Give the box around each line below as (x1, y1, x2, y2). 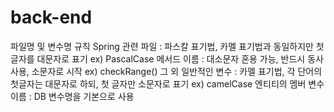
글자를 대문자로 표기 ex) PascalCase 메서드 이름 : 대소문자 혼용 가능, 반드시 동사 (10, 52, 324, 65)
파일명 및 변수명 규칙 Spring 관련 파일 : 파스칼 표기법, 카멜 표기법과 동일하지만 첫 (10, 40, 325, 52)
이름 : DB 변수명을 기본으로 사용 (10, 90, 135, 102)
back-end (10, 6, 93, 29)
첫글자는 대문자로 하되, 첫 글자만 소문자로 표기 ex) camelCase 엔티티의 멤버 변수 (10, 77, 325, 90)
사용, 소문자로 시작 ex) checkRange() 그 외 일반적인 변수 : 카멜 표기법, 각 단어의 (10, 65, 323, 77)
